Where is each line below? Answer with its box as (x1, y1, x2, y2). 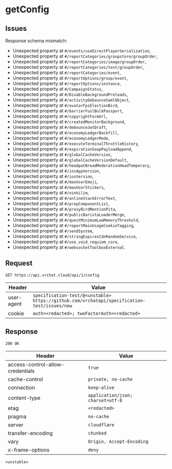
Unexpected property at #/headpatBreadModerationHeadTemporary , (12, 162, 151, 168)
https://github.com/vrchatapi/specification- (32, 297, 146, 304)
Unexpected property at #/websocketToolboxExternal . (12, 244, 126, 250)
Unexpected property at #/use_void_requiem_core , (12, 239, 119, 245)
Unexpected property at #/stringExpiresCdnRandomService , (12, 233, 137, 239)
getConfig (5, 4, 50, 15)
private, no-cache (88, 376, 133, 382)
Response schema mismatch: (5, 37, 68, 44)
